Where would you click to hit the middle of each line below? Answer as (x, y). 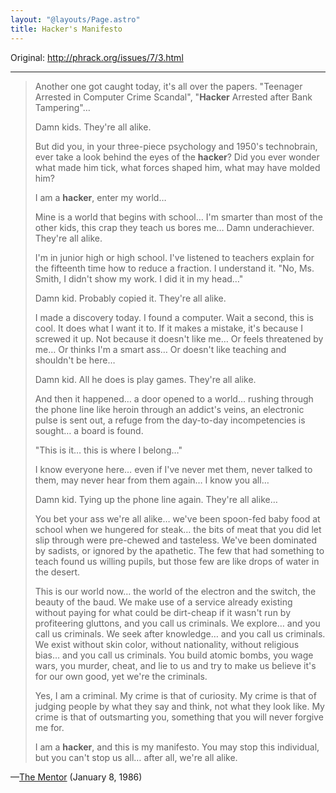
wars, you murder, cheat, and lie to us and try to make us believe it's (175, 665)
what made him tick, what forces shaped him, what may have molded (177, 167)
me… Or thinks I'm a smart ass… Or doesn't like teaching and (160, 349)
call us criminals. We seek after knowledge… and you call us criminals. (180, 633)
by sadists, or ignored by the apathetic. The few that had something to (179, 550)
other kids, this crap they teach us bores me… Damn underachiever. (174, 227)
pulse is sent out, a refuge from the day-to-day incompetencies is (170, 420)
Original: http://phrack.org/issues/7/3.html (97, 57)
